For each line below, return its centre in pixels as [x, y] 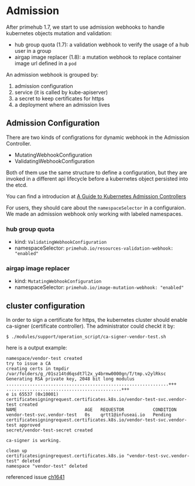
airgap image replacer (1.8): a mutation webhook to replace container [98, 57]
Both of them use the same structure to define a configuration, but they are [97, 172]
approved [30, 425]
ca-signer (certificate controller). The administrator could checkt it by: [90, 326]
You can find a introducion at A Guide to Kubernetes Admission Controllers [96, 196]
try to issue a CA [28, 364]
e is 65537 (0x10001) [32, 395]
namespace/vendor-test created [44, 359]
